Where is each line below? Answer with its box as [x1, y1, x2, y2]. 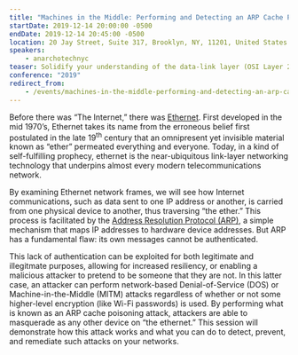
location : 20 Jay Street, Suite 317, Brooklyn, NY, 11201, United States [9, 37, 288, 47]
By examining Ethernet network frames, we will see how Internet [9, 187, 245, 198]
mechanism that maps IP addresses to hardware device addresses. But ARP [9, 225, 286, 235]
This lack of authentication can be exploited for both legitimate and [9, 251, 255, 262]
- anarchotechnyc [25, 54, 90, 63]
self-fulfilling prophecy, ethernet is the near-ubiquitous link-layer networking [9, 151, 289, 162]
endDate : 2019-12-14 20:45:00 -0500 [9, 29, 145, 38]
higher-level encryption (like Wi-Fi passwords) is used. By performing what [9, 298, 284, 309]
